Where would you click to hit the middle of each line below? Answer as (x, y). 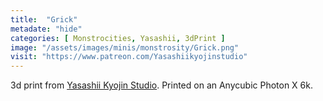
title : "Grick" (44, 19)
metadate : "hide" (46, 29)
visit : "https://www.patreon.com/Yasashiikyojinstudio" (129, 57)
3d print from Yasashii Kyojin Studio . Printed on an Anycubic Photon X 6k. (161, 85)
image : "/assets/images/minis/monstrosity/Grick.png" (125, 47)
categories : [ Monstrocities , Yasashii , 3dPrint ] (118, 38)
